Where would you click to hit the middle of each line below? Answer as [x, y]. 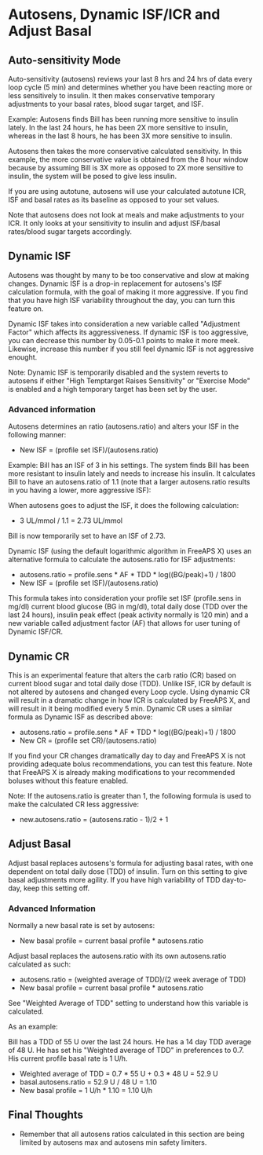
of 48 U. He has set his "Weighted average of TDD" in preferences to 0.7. [126, 1051]
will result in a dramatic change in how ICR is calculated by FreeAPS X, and [129, 700]
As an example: [33, 1027]
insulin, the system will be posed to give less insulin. [93, 176]
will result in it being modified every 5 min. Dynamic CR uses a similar [121, 708]
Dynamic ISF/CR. [36, 632]
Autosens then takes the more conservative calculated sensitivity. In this [125, 151]
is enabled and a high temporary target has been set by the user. [113, 389]
